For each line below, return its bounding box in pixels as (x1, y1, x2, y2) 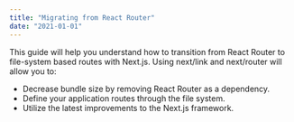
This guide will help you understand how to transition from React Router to (9, 46, 286, 57)
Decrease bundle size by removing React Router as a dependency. (22, 83, 271, 94)
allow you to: (9, 65, 57, 77)
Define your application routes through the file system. (22, 92, 225, 104)
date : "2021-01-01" (9, 22, 83, 31)
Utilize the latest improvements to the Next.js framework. (22, 102, 234, 113)
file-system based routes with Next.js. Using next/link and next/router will (9, 56, 282, 67)
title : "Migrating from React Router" (9, 13, 155, 23)
